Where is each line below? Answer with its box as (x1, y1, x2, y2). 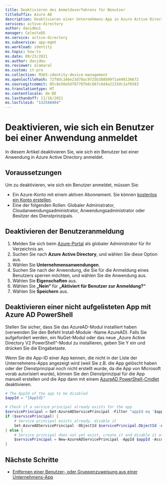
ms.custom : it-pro (5, 68, 43, 73)
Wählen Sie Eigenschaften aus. (12, 278, 77, 284)
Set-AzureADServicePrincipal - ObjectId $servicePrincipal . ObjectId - (14, 423, 162, 428)
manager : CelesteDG (5, 30, 46, 35)
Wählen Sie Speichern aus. (12, 288, 69, 294)
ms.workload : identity (5, 44, 52, 49)
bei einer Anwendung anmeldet (5, 132, 138, 144)
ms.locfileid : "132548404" (5, 100, 61, 105)
